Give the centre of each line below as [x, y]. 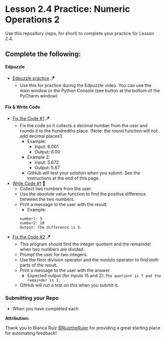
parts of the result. [39, 265]
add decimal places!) [41, 136]
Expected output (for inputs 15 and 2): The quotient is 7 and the [94, 275]
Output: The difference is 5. [51, 227]
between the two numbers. [47, 199]
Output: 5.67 [47, 167]
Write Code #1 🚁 [29, 183]
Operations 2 [32, 20]
